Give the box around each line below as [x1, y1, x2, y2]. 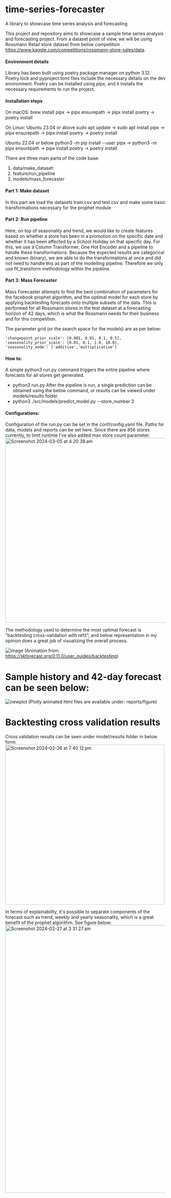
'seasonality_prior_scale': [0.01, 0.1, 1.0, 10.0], [5, 340, 120, 345]
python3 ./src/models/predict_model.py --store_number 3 [12, 398, 134, 404]
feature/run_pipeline [12, 170, 55, 177]
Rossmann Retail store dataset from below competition [5, 41, 120, 47]
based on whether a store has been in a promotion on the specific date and [5, 233, 163, 239]
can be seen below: [5, 682, 89, 693]
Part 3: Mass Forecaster [5, 277, 58, 283]
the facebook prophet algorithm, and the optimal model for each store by [5, 294, 158, 300]
